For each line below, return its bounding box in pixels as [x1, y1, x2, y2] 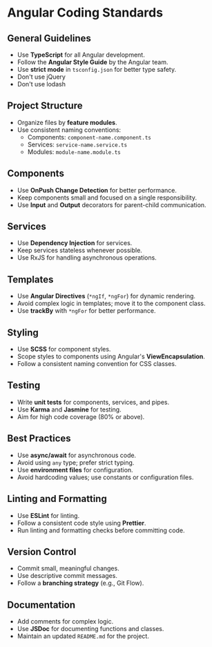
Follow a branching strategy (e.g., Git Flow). [17, 579, 144, 588]
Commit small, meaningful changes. [17, 564, 119, 572]
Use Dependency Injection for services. [17, 239, 133, 247]
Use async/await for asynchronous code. [17, 451, 137, 459]
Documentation [7, 599, 76, 610]
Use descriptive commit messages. [17, 572, 117, 580]
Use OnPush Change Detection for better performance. [17, 186, 177, 194]
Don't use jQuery [17, 73, 66, 81]
